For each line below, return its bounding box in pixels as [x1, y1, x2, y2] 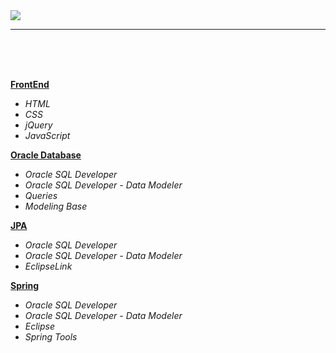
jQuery [24, 119, 53, 131]
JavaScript [24, 130, 71, 141]
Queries [24, 190, 58, 201]
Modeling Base [24, 200, 88, 212]
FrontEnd [10, 79, 50, 90]
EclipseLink [24, 260, 73, 272]
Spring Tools [24, 331, 78, 343]
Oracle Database [10, 149, 82, 161]
